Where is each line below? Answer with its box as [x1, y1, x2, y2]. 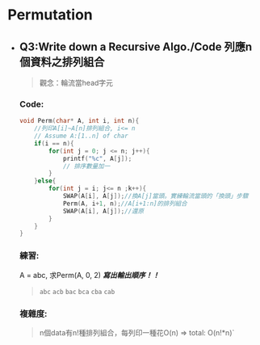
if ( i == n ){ [34, 139, 74, 147]
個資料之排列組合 [19, 55, 105, 69]
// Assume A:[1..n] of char [34, 132, 128, 141]
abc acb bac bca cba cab [39, 288, 115, 296]
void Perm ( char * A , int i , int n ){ [19, 117, 140, 125]
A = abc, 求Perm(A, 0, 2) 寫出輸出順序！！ [19, 270, 160, 280]
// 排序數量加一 [62, 162, 111, 170]
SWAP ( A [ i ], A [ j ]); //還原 [62, 207, 145, 215]
